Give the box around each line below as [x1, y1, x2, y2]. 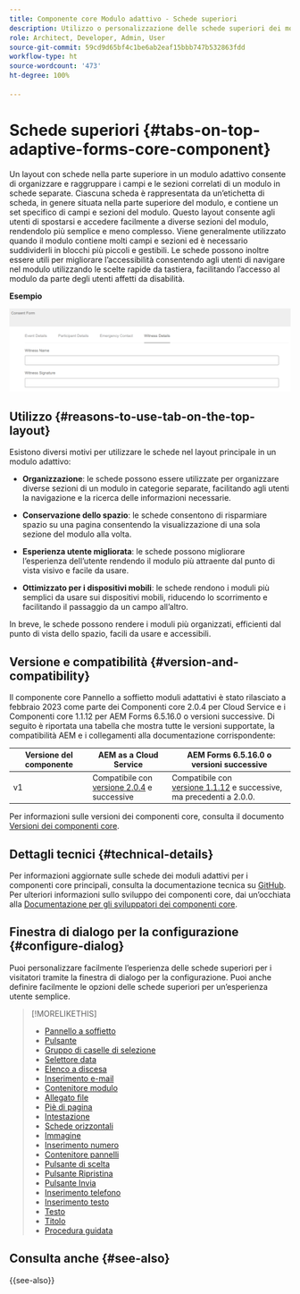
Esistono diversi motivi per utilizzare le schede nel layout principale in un [9, 447, 277, 458]
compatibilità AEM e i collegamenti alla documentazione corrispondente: [9, 730, 276, 740]
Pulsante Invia [44, 1177, 96, 1188]
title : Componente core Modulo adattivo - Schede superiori [9, 14, 238, 23]
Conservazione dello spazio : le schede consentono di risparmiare [21, 510, 268, 520]
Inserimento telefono [44, 1187, 121, 1197]
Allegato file [44, 1092, 89, 1103]
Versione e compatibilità [9, 654, 148, 670]
